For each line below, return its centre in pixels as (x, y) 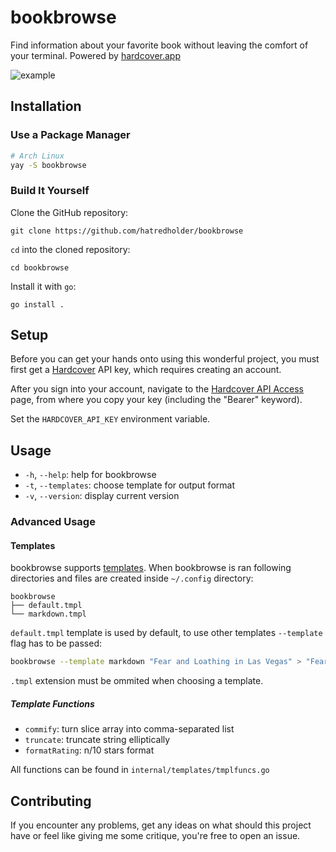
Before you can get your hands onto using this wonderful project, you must (165, 359)
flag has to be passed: (56, 643)
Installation (46, 106)
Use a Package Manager (70, 135)
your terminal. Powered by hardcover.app (95, 55)
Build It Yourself (50, 191)
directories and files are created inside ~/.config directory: (132, 578)
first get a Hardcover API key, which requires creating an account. (146, 370)
